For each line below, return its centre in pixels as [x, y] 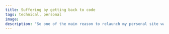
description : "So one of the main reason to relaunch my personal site [82, 24]
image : [12, 19]
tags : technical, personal [33, 14]
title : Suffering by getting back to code [50, 10]
